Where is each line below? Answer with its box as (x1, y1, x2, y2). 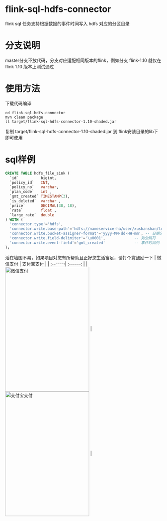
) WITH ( (5, 217, 23, 222)
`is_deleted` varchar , (9, 198, 61, 203)
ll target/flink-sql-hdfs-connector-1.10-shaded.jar (5, 119, 117, 124)
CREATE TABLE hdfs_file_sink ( (5, 171, 70, 175)
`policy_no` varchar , (9, 184, 59, 190)
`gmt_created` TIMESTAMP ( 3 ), (9, 194, 70, 199)
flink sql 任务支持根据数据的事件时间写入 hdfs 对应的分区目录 (5, 20, 130, 26)
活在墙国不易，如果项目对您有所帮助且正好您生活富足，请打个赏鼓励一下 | (5, 254, 156, 260)
